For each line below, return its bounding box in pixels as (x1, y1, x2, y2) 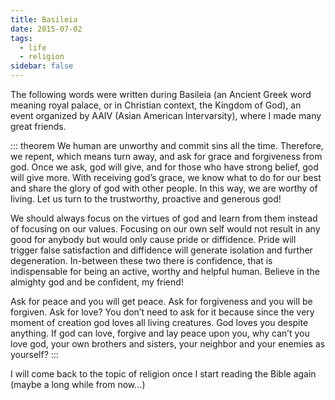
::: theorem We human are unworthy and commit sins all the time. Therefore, (10, 140, 324, 151)
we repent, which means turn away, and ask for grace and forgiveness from (10, 151, 323, 162)
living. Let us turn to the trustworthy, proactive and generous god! (10, 193, 282, 205)
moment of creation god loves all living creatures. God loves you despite (10, 317, 309, 328)
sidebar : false (10, 61, 74, 71)
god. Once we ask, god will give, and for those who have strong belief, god (10, 161, 319, 173)
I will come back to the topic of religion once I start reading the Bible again (10, 368, 317, 380)
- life (19, 42, 47, 53)
